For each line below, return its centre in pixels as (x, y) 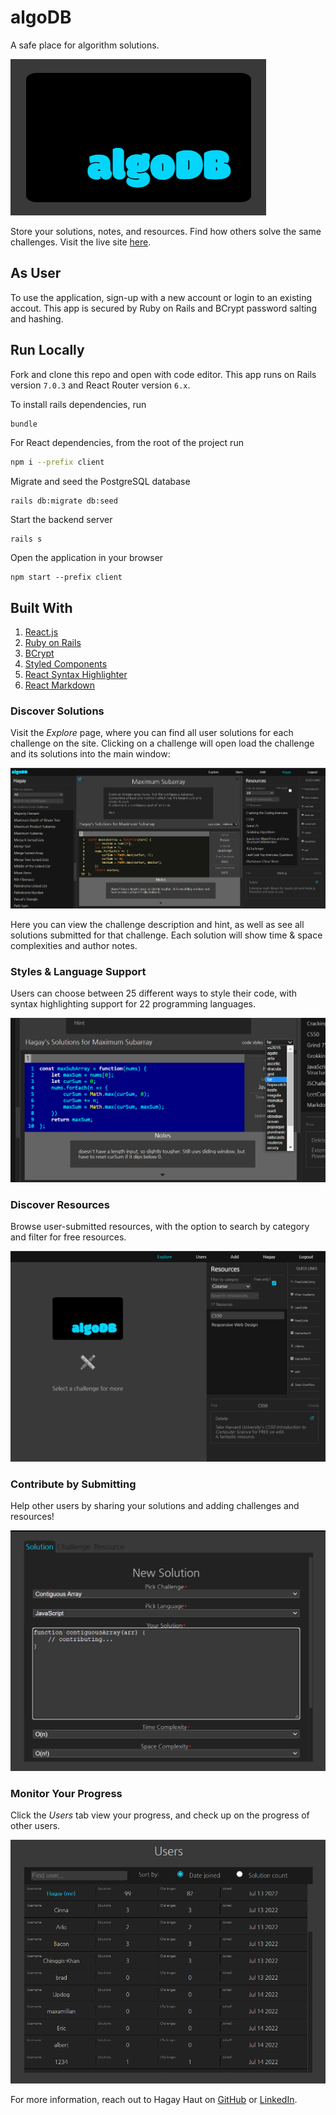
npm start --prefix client (66, 577)
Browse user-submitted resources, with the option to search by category (160, 1227)
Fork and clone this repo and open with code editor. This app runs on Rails (163, 374)
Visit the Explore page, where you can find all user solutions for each (152, 733)
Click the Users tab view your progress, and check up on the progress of (160, 1815)
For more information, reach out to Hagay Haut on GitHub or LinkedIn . (154, 2099)
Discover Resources (60, 1205)
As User (36, 273)
